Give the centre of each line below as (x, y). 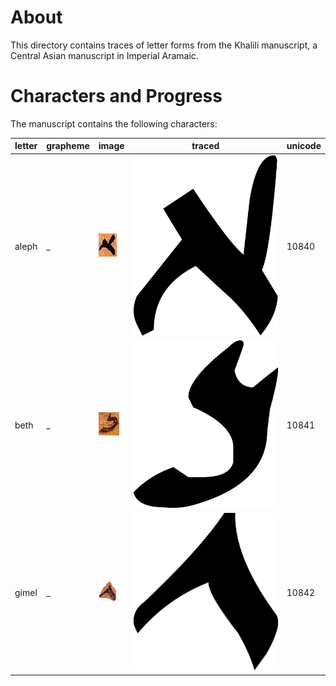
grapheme (68, 146)
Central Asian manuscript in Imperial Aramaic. (104, 55)
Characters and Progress (116, 96)
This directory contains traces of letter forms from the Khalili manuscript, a (164, 45)
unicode (304, 146)
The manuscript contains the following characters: (114, 123)
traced (205, 146)
